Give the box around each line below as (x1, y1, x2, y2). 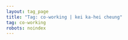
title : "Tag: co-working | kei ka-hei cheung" (6, 14, 123, 20)
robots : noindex (6, 25, 46, 31)
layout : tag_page (6, 8, 49, 15)
